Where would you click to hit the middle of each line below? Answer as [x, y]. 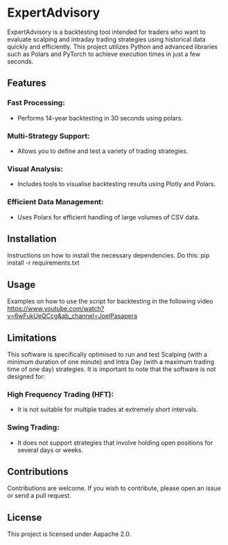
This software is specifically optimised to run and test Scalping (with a [107, 354]
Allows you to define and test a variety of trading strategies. [103, 151]
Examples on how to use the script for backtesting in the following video [110, 301]
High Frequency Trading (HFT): [61, 394]
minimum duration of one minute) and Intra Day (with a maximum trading [111, 361]
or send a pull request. [39, 496]
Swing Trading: [34, 427]
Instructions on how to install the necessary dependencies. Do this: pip [108, 256]
